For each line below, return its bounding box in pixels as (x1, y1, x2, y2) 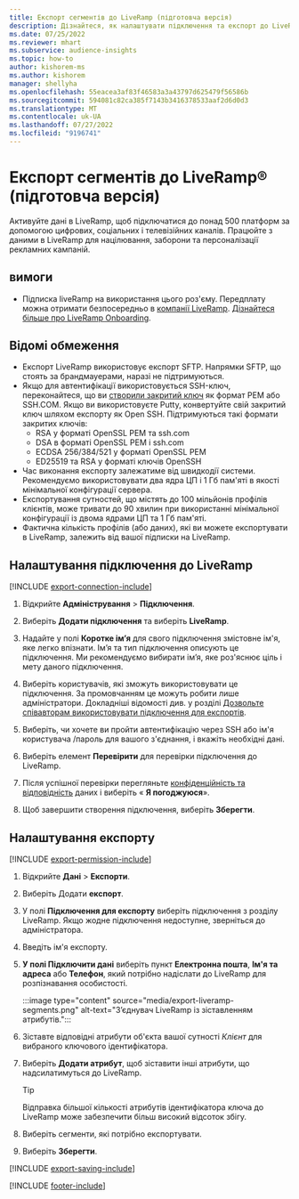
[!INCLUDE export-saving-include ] (9, 1163, 135, 1174)
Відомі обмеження (9, 338, 119, 353)
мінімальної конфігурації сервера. (21, 484, 153, 495)
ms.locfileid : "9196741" (9, 129, 101, 138)
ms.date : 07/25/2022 (9, 29, 86, 38)
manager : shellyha (9, 79, 77, 88)
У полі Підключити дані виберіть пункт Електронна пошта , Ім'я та (21, 959, 279, 970)
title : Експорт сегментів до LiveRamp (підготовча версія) (9, 12, 233, 22)
